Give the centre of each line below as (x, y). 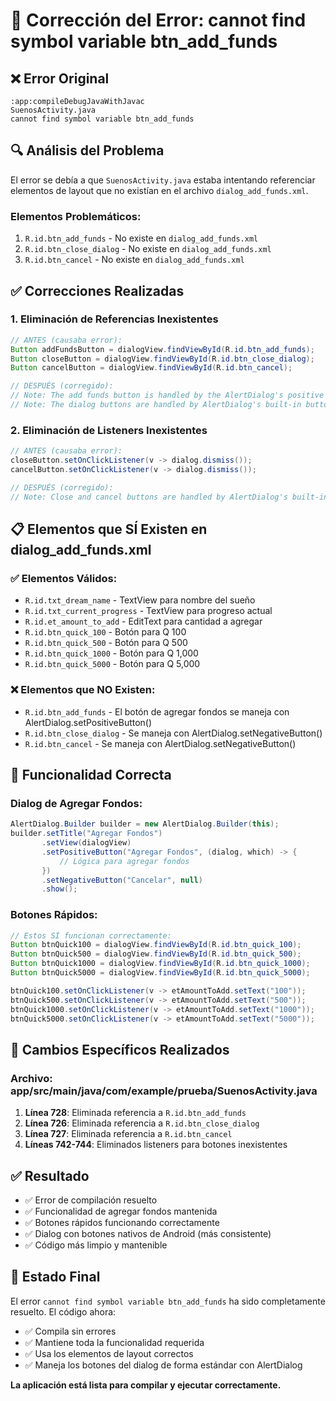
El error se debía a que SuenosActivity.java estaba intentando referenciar (163, 180)
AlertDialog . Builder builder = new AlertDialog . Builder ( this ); (145, 824)
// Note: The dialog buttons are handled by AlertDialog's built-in (156, 405)
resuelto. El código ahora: (63, 1311)
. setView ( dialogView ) (86, 843)
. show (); (59, 889)
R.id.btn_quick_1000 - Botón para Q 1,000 (111, 653)
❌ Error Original (60, 78)
